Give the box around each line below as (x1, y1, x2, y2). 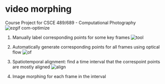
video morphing (5, 3, 72, 15)
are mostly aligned (12, 64, 50, 70)
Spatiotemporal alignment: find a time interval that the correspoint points (12, 58, 161, 64)
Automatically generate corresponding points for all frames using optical (12, 44, 160, 50)
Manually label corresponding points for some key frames (12, 34, 130, 40)
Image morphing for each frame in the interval (12, 73, 106, 79)
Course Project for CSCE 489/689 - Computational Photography (5, 20, 136, 26)
